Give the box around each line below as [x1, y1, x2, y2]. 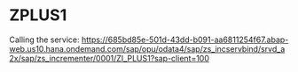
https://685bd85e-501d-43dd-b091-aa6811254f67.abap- [81, 34, 289, 45]
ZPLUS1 [9, 5, 67, 25]
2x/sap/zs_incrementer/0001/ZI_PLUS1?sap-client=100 [9, 53, 210, 63]
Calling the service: [9, 34, 80, 45]
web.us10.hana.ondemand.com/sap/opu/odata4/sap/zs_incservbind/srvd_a [9, 43, 286, 54]
